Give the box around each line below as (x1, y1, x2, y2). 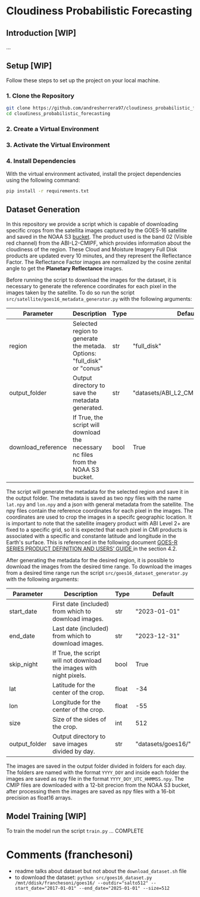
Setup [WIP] (6, 61, 52, 71)
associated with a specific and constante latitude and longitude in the (6, 532, 177, 540)
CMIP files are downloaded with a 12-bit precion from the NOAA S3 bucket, (6, 781, 190, 789)
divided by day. (52, 747, 95, 755)
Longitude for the (52, 698, 101, 706)
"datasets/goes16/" (135, 740, 191, 748)
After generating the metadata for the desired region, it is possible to (6, 556, 174, 563)
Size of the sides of (52, 715, 107, 723)
